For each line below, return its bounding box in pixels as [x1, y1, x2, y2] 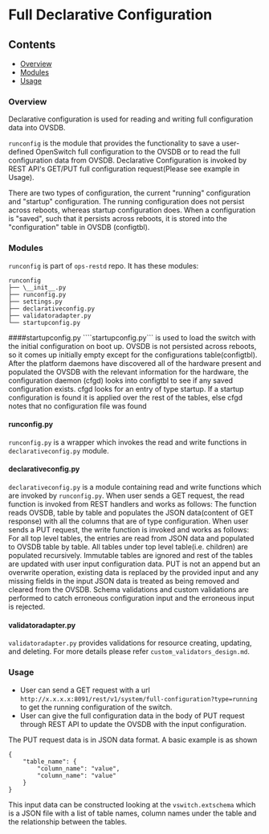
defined [8, 147, 35, 157]
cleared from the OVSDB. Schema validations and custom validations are [8, 585, 249, 594]
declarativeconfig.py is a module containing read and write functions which [8, 483, 262, 491]
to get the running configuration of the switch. [19, 702, 173, 712]
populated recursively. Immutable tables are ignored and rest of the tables [8, 551, 253, 560]
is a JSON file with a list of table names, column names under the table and [8, 808, 257, 818]
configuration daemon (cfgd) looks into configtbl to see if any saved [8, 376, 234, 385]
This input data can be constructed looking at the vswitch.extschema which [8, 799, 256, 809]
